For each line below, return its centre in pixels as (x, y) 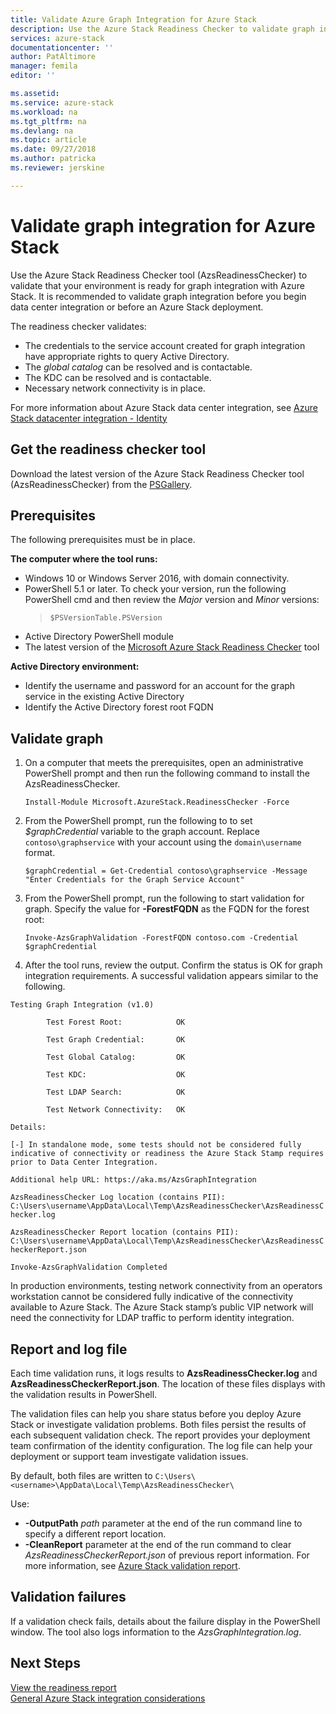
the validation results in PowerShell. (84, 1394)
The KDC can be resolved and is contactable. (118, 377)
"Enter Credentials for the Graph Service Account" (134, 880)
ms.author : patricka (53, 159)
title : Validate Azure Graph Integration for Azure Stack (133, 19)
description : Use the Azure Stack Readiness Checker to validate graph (162, 29)
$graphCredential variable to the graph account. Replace (142, 832)
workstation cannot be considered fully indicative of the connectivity (152, 1297)
